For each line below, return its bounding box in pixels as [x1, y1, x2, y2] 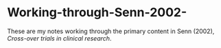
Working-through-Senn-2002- [7, 5, 187, 20]
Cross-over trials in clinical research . [7, 34, 112, 42]
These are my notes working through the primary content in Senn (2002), [7, 27, 215, 35]
